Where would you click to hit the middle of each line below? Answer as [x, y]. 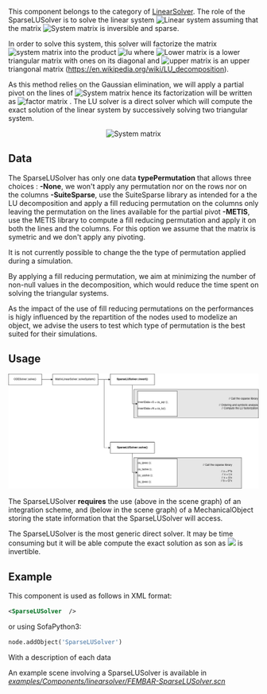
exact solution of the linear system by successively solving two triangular [128, 110]
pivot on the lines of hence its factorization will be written [130, 93]
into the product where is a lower [152, 52]
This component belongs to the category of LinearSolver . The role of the [127, 12]
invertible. [25, 552]
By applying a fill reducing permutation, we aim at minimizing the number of [132, 276]
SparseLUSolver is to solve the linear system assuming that [133, 20]
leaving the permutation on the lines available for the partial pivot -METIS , [129, 211]
